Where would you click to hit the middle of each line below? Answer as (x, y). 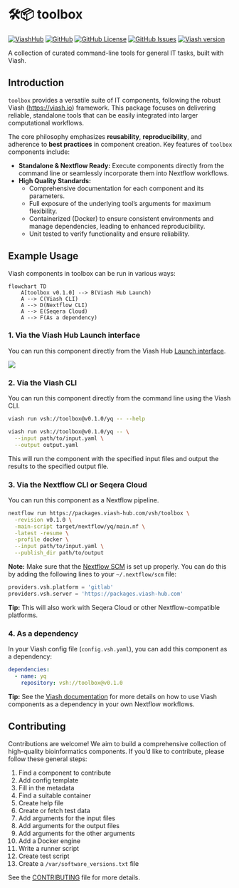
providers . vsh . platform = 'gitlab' (61, 587)
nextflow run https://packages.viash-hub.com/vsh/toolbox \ (99, 513)
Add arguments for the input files (67, 818)
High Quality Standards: (55, 180)
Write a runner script (49, 848)
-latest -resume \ (42, 533)
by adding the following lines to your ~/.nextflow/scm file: (92, 574)
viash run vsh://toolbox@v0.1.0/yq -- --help (76, 419)
